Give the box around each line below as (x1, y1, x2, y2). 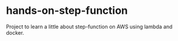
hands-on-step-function (6, 4, 128, 17)
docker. (6, 29, 25, 36)
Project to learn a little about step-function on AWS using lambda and (6, 23, 173, 30)
